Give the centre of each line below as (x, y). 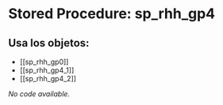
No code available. (39, 94)
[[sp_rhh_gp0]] (44, 62)
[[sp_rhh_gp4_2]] (48, 79)
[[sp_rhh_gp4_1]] (47, 70)
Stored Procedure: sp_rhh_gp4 (112, 14)
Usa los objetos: (49, 43)
